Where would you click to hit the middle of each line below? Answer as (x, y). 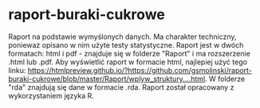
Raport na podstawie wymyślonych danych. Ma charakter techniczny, (122, 37)
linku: (17, 70)
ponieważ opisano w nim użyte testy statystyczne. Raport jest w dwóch (126, 44)
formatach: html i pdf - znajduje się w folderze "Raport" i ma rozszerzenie (130, 53)
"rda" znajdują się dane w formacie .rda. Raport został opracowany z (121, 87)
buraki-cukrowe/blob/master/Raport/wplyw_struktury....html (107, 79)
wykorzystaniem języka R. (51, 95)
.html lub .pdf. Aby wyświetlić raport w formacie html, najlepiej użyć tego (128, 62)
